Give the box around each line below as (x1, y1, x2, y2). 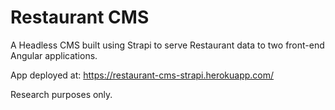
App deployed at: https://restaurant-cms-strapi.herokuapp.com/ (10, 69, 275, 81)
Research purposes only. (10, 88, 113, 100)
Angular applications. (10, 49, 98, 61)
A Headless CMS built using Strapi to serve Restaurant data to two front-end (10, 39, 325, 51)
